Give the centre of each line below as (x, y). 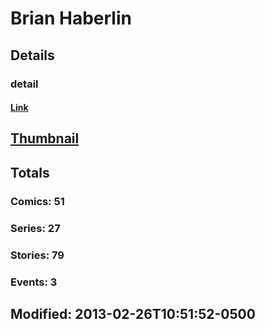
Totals (30, 172)
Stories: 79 (37, 255)
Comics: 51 (37, 201)
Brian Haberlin (71, 18)
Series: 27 (35, 228)
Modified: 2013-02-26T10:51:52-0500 (133, 313)
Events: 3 (34, 282)
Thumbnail (45, 138)
